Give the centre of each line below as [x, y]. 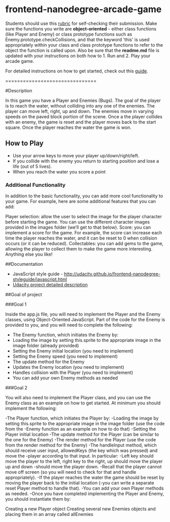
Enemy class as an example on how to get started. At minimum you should [83, 403]
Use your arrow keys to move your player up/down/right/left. [76, 155]
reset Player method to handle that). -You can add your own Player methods [84, 489]
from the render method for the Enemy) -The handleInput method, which [81, 445]
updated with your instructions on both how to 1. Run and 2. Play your [78, 56]
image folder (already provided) [46, 345]
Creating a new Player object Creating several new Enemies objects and [80, 509]
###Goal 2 [16, 388]
